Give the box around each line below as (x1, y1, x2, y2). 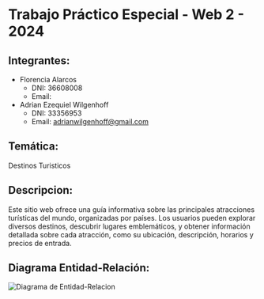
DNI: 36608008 (31, 83, 83, 93)
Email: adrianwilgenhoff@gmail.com (31, 117, 149, 126)
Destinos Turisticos (8, 161, 71, 170)
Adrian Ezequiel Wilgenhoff (19, 100, 109, 109)
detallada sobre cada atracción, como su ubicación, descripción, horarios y (8, 229, 255, 239)
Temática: (8, 140, 59, 153)
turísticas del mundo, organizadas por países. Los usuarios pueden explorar (8, 213, 256, 222)
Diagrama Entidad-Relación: (8, 261, 150, 274)
